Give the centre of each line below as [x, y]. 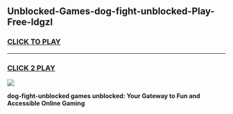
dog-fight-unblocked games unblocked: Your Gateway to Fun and [104, 95]
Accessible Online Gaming [46, 103]
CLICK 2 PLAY [31, 68]
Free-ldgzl [30, 22]
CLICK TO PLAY [34, 42]
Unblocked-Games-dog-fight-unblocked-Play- [111, 11]
